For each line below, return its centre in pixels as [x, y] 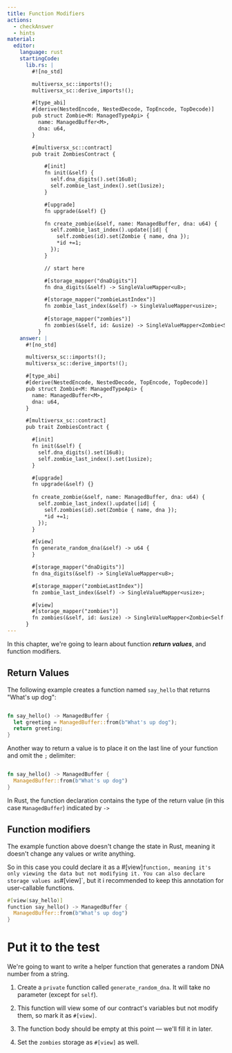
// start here [64, 268]
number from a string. [38, 974]
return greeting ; [38, 729]
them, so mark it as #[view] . [57, 1016]
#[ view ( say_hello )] [35, 900]
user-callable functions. [41, 888]
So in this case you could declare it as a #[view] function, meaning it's [109, 867]
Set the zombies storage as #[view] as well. [78, 1043]
